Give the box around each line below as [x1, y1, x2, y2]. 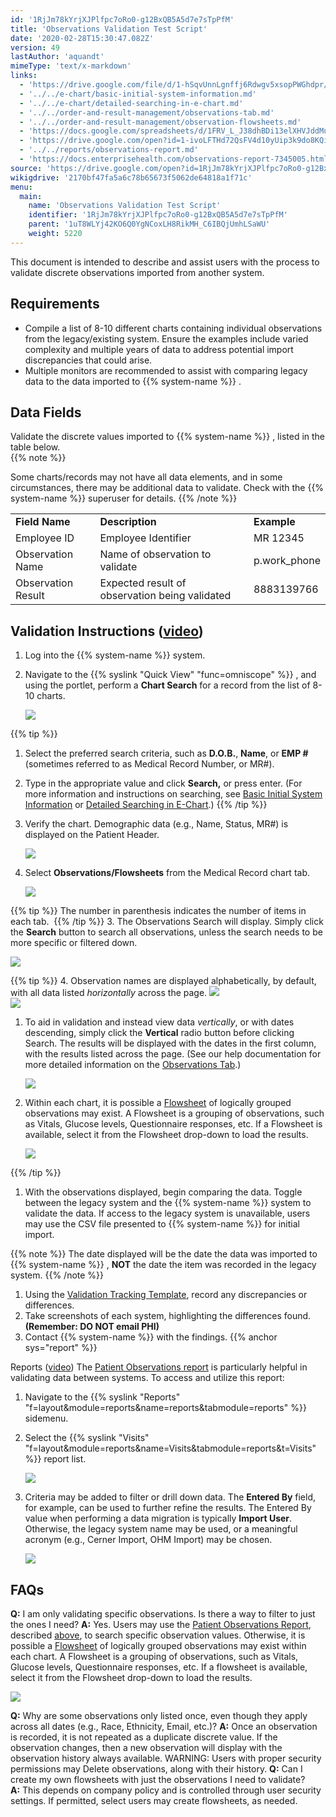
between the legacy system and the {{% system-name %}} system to [24, 1197, 312, 1209]
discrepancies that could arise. [24, 354, 153, 366]
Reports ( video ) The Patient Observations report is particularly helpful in [10, 1361, 308, 1373]
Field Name [15, 515, 71, 529]
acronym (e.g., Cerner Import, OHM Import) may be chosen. [24, 1534, 273, 1546]
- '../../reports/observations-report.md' [19, 145, 199, 155]
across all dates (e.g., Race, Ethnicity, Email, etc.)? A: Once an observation [10, 1721, 318, 1732]
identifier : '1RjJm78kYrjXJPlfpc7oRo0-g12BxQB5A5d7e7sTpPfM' [28, 210, 288, 220]
